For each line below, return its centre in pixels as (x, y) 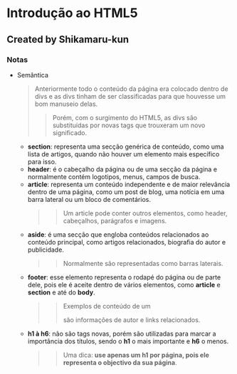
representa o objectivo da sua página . (120, 362)
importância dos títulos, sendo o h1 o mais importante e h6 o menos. (128, 341)
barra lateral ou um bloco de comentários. (89, 199)
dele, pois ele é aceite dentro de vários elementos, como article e (124, 284)
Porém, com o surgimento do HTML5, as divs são (125, 117)
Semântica (33, 75)
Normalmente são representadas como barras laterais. (143, 263)
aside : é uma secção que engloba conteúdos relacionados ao (118, 234)
